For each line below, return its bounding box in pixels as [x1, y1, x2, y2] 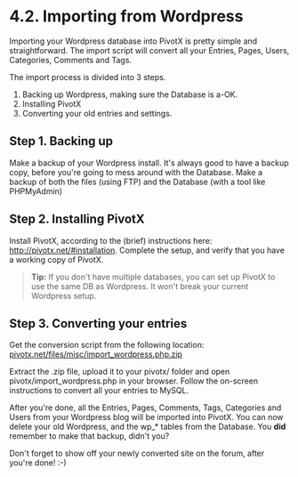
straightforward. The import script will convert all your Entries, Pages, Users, [9, 44, 290, 55]
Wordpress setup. [30, 290, 97, 301]
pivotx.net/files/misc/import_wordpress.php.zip [9, 349, 182, 360]
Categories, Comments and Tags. [9, 54, 132, 65]
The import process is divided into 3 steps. [9, 71, 166, 82]
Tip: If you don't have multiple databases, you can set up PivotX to [30, 271, 276, 282]
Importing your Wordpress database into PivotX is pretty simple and [9, 36, 258, 46]
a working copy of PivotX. [9, 254, 104, 264]
